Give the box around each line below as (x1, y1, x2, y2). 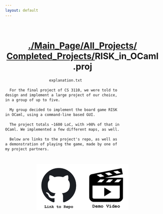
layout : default (5, 8, 38, 13)
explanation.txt (49, 78, 82, 83)
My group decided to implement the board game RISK (9, 107, 118, 112)
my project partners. (5, 146, 50, 152)
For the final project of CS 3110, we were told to (9, 87, 118, 93)
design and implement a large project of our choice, (5, 92, 118, 98)
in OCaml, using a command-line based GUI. (5, 112, 96, 117)
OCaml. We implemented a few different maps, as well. (5, 127, 120, 132)
